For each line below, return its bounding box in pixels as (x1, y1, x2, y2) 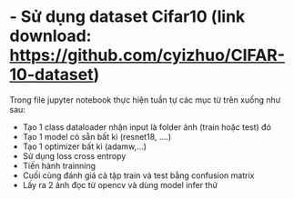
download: (9, 25, 92, 46)
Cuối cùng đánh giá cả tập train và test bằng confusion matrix (22, 170, 255, 181)
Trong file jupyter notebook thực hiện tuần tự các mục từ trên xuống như (9, 94, 281, 105)
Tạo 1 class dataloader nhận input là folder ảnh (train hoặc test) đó (22, 121, 271, 133)
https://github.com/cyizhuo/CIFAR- (9, 45, 285, 65)
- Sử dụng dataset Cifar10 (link (9, 6, 246, 27)
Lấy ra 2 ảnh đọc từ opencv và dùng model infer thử (22, 179, 218, 190)
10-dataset (9, 65, 94, 85)
